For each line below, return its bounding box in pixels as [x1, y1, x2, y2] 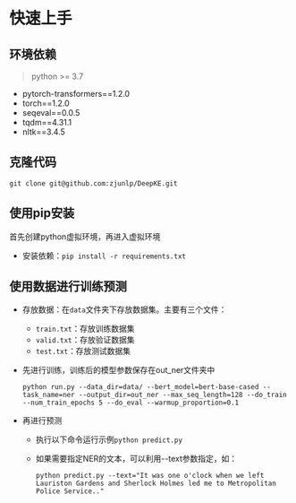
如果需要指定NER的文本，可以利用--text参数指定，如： [35, 454, 238, 464]
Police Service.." [35, 487, 105, 496]
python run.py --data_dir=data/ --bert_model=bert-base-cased [21, 383, 259, 392]
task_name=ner [21, 391, 75, 400]
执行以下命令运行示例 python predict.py [35, 434, 183, 445]
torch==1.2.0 [21, 98, 70, 108]
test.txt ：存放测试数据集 [35, 346, 131, 357]
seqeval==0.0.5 [21, 108, 80, 117]
